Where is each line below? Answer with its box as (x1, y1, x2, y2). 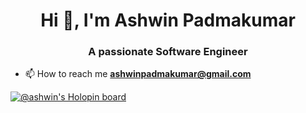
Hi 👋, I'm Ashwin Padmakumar (40, 9, 296, 32)
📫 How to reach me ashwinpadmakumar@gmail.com (24, 68, 252, 80)
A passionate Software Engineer (88, 45, 248, 59)
